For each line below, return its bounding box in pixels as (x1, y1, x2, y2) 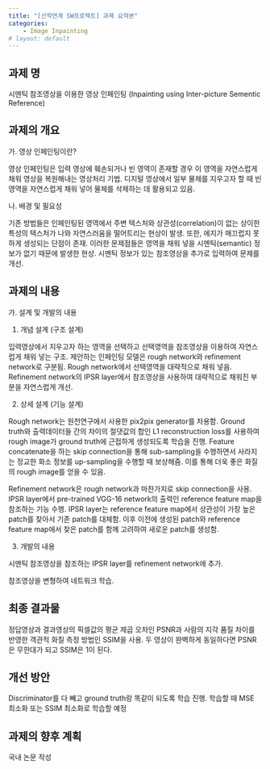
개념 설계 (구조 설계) (19, 324, 84, 334)
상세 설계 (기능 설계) (19, 399, 84, 408)
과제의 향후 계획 (8, 729, 82, 743)
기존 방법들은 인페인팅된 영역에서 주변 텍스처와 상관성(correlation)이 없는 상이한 (8, 218, 260, 228)
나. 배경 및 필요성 (8, 201, 63, 211)
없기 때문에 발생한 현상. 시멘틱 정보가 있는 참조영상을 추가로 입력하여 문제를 (23, 248, 260, 258)
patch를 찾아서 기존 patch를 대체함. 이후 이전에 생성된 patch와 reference (8, 514, 240, 524)
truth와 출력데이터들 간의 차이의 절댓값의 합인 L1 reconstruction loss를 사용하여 (8, 426, 260, 436)
